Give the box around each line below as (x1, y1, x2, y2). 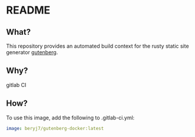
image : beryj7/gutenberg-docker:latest (6, 125, 104, 131)
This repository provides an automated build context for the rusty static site (6, 42, 190, 49)
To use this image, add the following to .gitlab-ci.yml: (6, 114, 135, 121)
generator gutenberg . (6, 49, 58, 56)
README (6, 4, 51, 17)
